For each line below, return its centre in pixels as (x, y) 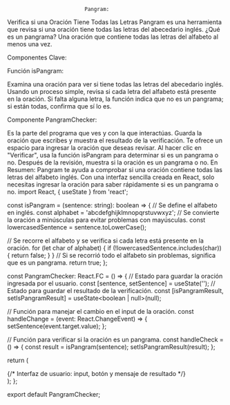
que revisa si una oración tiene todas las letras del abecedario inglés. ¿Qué (114, 29)
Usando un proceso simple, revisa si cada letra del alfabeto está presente (112, 92)
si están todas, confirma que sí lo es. (59, 106)
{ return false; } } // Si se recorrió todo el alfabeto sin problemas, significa (112, 255)
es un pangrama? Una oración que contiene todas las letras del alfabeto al (113, 37)
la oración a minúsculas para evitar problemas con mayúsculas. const (106, 220)
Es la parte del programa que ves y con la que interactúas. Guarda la (105, 133)
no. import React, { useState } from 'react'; (68, 192)
